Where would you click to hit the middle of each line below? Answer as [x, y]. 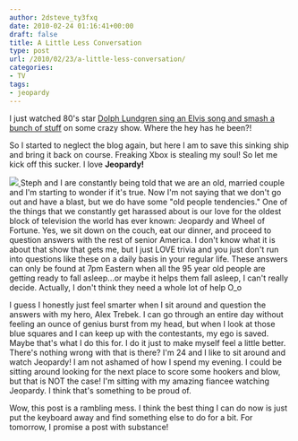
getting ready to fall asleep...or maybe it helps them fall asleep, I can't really [149, 278]
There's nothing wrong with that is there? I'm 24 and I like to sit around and [148, 352]
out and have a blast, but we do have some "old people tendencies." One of [149, 202]
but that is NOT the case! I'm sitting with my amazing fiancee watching [140, 381]
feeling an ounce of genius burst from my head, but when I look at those [142, 324]
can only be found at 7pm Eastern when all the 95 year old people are [137, 268]
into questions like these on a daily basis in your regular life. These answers [149, 259]
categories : [31, 68]
